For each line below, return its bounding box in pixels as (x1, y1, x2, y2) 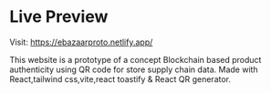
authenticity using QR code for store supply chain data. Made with (9, 64, 258, 75)
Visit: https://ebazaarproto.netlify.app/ (9, 37, 153, 47)
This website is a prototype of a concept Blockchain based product (9, 54, 262, 65)
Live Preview (9, 6, 109, 27)
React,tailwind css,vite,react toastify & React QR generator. (9, 73, 231, 84)
